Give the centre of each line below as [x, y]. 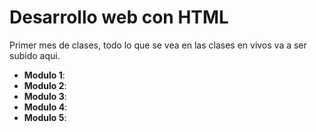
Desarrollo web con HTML [119, 17]
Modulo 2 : [45, 85]
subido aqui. [35, 55]
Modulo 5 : [45, 117]
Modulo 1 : [44, 75]
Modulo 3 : [45, 96]
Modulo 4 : [45, 107]
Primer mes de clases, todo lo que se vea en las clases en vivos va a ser [158, 45]
